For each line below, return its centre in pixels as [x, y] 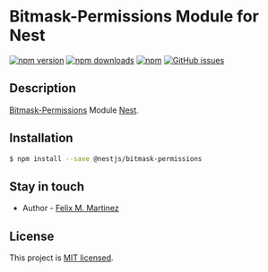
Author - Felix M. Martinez [70, 208]
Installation [41, 138]
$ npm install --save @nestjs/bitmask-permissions [106, 158]
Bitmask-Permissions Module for [134, 17]
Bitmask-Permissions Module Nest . [74, 110]
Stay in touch [47, 187]
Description [43, 88]
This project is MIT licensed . [61, 258]
